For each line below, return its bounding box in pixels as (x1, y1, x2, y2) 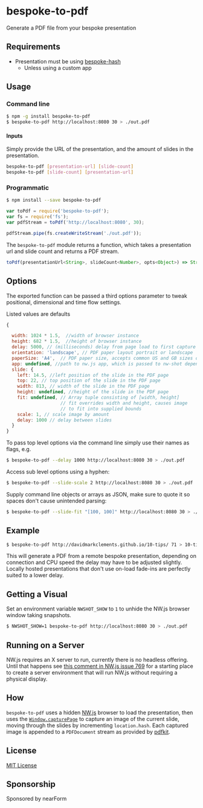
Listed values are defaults (6, 310, 71, 318)
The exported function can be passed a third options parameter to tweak (6, 292, 187, 300)
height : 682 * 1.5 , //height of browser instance (11, 338, 142, 345)
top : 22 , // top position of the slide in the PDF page (17, 377, 161, 384)
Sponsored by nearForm (6, 795, 67, 803)
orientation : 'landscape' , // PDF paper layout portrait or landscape (11, 350, 193, 356)
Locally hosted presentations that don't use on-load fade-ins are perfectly (6, 565, 191, 572)
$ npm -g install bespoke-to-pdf (6, 114, 91, 120)
